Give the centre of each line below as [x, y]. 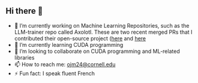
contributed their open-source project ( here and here [80, 38]
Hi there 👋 [24, 11]
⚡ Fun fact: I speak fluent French [55, 73]
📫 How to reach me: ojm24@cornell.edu [65, 64]
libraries [24, 57]
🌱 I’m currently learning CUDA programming [69, 45]
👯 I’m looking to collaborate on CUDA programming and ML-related [97, 51]
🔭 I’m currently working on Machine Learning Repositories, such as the [102, 25]
